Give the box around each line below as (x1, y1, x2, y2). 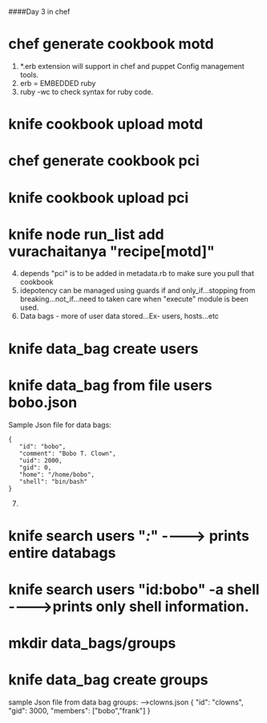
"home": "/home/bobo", (18, 470, 95, 478)
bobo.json (8, 393, 78, 412)
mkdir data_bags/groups (8, 634, 176, 652)
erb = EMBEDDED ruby (19, 78, 96, 87)
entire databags (8, 543, 116, 562)
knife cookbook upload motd (8, 116, 204, 133)
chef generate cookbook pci (8, 152, 200, 170)
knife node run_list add (8, 225, 164, 243)
